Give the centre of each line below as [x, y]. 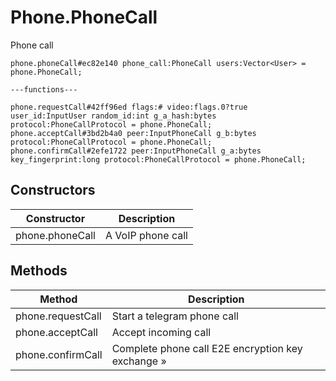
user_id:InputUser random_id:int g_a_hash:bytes [113, 116]
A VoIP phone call [146, 235]
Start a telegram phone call [175, 316]
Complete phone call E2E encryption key [207, 348]
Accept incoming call [161, 332]
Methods [39, 271]
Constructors [53, 190]
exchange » [139, 361]
